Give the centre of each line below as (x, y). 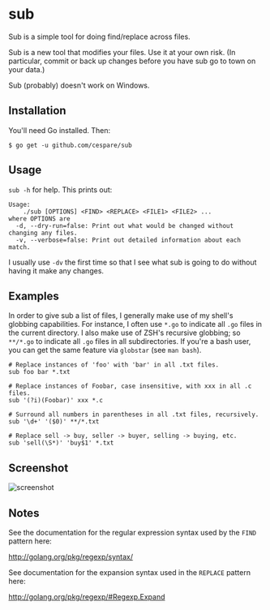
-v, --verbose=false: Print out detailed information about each (129, 240)
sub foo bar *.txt (39, 372)
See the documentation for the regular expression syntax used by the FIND (133, 533)
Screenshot (39, 468)
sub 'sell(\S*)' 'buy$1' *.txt (61, 443)
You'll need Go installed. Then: (60, 130)
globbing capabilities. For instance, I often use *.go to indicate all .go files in (135, 324)
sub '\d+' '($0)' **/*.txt (54, 422)
